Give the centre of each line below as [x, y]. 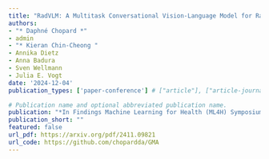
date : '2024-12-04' [41, 83]
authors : [23, 23]
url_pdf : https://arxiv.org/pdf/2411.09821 [82, 135]
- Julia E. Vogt [35, 75]
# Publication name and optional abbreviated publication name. [118, 105]
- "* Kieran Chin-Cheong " [53, 46]
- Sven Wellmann [35, 68]
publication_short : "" [46, 120]
